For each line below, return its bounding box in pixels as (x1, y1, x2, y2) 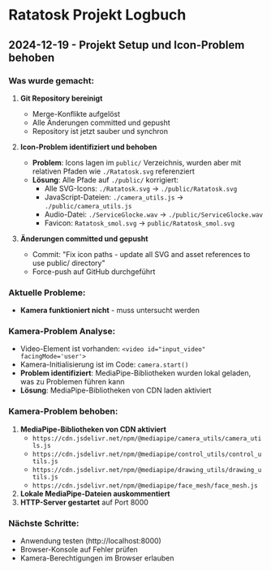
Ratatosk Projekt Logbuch (8, 6, 187, 24)
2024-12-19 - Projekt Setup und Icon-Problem (8, 38, 245, 52)
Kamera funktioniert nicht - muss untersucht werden (19, 306, 200, 316)
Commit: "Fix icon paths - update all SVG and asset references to (32, 249, 251, 259)
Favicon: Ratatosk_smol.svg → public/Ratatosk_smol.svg (44, 217, 235, 228)
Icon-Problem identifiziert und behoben (19, 142, 157, 152)
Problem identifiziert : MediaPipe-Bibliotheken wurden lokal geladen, (19, 368, 252, 378)
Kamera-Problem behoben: (8, 406, 118, 417)
